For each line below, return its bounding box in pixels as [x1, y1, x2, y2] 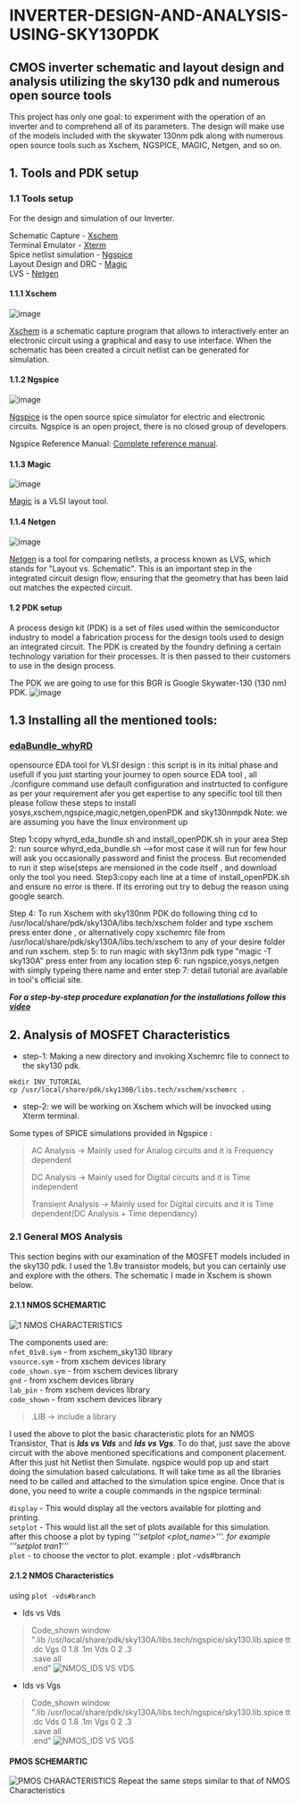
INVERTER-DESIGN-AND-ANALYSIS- [9, 5, 288, 26]
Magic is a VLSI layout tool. [9, 496, 109, 507]
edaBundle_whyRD [9, 740, 94, 752]
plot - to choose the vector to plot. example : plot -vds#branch [9, 1550, 241, 1560]
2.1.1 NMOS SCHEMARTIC [9, 1300, 106, 1310]
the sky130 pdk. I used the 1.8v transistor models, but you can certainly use [9, 1260, 287, 1271]
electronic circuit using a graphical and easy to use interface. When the [9, 335, 272, 345]
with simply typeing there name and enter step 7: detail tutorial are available [9, 965, 288, 976]
